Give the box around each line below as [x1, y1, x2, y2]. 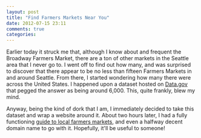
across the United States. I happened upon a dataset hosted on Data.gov [6, 80, 188, 88]
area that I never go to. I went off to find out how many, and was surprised [6, 61, 191, 69]
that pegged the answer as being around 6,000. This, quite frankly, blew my [6, 87, 196, 94]
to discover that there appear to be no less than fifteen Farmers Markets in [6, 67, 192, 75]
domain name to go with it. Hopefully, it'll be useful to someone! [6, 125, 165, 132]
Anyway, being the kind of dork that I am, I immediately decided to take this [6, 105, 194, 112]
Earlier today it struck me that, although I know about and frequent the [6, 48, 182, 55]
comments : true [6, 26, 45, 32]
